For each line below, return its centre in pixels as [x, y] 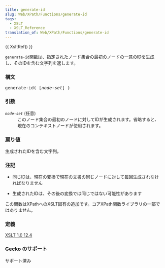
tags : [11, 19]
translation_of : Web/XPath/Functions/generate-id [57, 33]
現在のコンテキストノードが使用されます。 [60, 125]
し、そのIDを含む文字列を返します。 [42, 63]
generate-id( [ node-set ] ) [38, 88]
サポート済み [18, 261]
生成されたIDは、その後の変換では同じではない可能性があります [77, 193]
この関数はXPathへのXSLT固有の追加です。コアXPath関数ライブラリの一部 [81, 204]
